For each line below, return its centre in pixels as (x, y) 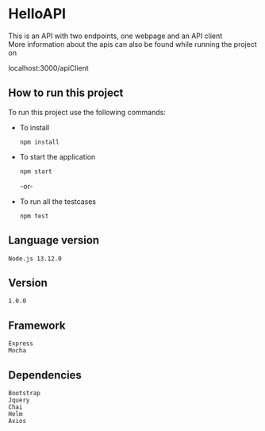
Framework (37, 325)
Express (21, 344)
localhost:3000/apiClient (48, 67)
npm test (34, 216)
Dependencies (45, 375)
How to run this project (66, 93)
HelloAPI (37, 14)
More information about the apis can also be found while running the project (132, 44)
